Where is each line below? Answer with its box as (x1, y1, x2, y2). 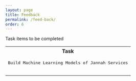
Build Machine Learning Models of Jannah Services (8, 60, 128, 66)
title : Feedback (5, 12, 40, 17)
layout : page (5, 7, 33, 13)
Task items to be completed (5, 36, 64, 42)
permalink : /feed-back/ (5, 17, 56, 22)
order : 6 (5, 21, 24, 27)
